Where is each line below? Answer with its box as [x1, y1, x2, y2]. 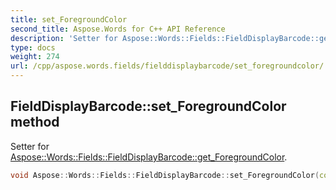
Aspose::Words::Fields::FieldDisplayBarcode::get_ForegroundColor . [10, 151, 288, 163]
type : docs [10, 42, 56, 53]
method [10, 114, 60, 131]
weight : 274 [10, 52, 60, 62]
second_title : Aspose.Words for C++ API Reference [10, 24, 226, 34]
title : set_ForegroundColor [10, 14, 128, 25]
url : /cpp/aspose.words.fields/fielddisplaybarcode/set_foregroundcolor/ [10, 61, 325, 71]
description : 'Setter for [10, 33, 118, 43]
